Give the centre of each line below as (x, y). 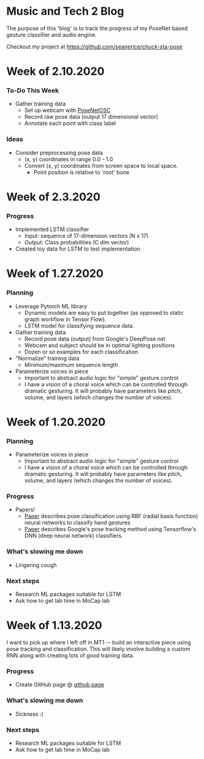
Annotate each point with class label (70, 123)
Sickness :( (29, 714)
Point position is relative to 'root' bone (81, 172)
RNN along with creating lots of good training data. (70, 655)
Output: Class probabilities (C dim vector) (77, 243)
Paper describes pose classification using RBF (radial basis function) (111, 516)
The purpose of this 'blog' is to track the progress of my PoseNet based (97, 28)
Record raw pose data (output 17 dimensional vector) (91, 117)
